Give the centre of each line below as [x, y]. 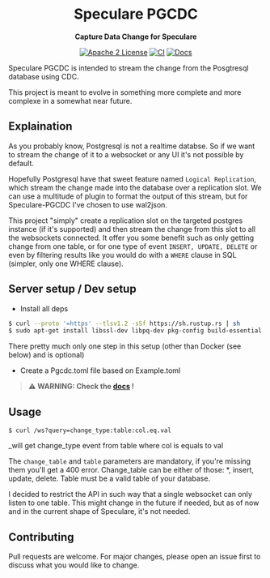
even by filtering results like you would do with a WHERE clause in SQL [122, 255]
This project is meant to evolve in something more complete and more [125, 92]
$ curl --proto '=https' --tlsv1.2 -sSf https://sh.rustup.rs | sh [124, 323]
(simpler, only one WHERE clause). [66, 263]
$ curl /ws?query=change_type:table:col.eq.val [90, 430]
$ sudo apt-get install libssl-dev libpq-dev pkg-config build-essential [135, 331]
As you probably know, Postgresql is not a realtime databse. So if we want [132, 146]
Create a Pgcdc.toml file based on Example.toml [100, 370]
